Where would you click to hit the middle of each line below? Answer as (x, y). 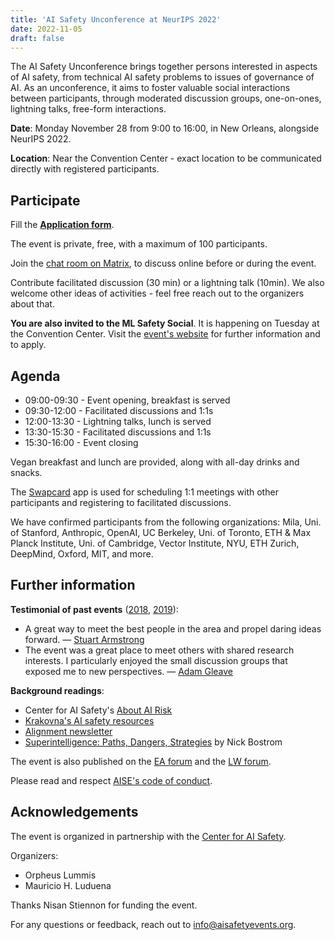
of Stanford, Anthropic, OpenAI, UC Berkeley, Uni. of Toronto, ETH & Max (161, 532)
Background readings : (57, 690)
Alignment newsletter (68, 731)
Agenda (35, 376)
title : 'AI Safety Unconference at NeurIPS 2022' (116, 19)
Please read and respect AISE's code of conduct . (111, 780)
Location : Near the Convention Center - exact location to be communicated (166, 158)
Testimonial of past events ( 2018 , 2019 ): (94, 609)
